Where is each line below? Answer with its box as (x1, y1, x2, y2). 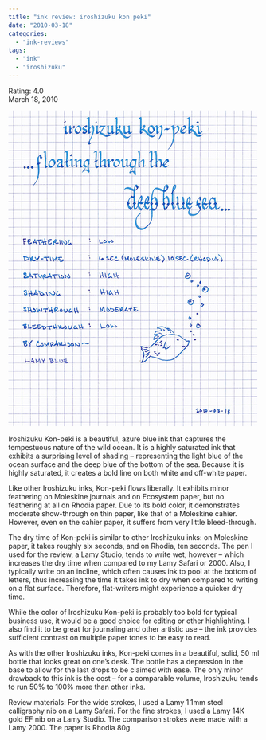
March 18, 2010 (8, 94, 58, 104)
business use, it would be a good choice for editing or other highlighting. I (8, 616, 251, 625)
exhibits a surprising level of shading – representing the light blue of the (8, 451, 244, 460)
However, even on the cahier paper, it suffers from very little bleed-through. (8, 517, 256, 527)
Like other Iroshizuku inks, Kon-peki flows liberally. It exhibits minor (8, 483, 229, 493)
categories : (8, 29, 48, 37)
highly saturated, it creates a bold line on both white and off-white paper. (8, 468, 248, 477)
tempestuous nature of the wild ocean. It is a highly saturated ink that (8, 442, 236, 452)
